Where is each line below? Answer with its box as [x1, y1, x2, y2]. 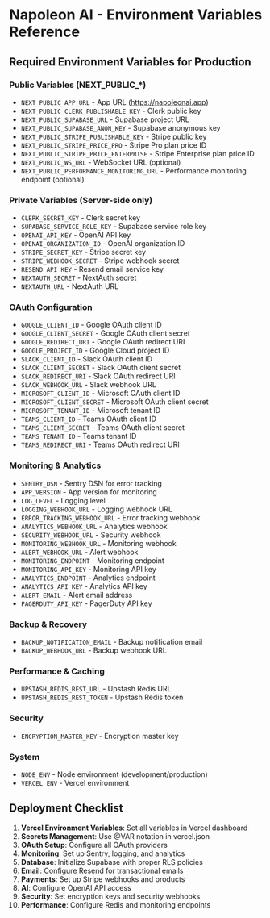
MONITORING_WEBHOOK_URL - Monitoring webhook [20, 538, 177, 548]
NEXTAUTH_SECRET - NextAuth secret [20, 273, 137, 283]
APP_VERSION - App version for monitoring [20, 486, 158, 497]
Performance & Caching [9, 666, 106, 677]
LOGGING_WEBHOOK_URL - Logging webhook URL [20, 504, 172, 514]
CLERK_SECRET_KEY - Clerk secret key [20, 213, 140, 223]
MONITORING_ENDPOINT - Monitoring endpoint [20, 555, 164, 565]
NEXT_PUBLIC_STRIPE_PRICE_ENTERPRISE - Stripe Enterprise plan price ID [20, 148, 255, 158]
